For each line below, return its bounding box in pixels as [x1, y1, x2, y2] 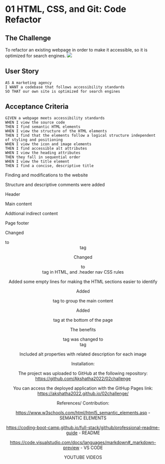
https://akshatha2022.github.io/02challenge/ [37, 390, 129, 396]
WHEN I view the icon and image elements [5, 141, 92, 147]
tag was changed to [62, 336, 104, 342]
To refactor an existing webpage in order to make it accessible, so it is [5, 47, 148, 53]
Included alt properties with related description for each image [19, 351, 147, 357]
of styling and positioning [5, 137, 63, 142]
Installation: [71, 360, 95, 366]
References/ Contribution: [56, 400, 110, 406]
